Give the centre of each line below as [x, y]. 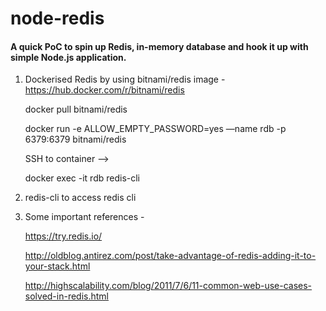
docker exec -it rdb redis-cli [82, 178]
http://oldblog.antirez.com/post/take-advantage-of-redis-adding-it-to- [170, 256]
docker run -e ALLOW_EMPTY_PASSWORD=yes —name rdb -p [155, 129]
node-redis [57, 18]
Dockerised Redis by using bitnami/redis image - [125, 79]
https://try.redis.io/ [63, 236]
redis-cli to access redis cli [80, 198]
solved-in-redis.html [67, 296]
